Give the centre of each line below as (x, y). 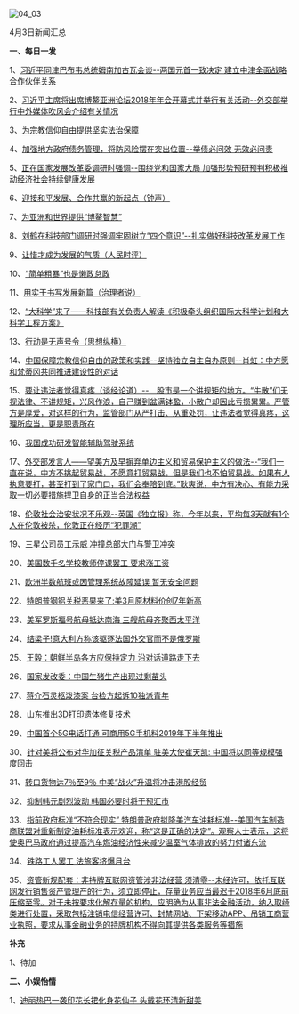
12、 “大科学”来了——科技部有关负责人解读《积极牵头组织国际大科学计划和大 (149, 311)
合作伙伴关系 (32, 81)
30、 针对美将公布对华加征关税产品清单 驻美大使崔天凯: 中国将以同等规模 (142, 752)
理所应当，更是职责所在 (52, 424)
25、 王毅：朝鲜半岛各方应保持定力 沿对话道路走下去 (105, 657)
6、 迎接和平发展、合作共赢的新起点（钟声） (90, 198)
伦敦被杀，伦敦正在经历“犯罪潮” (83, 525)
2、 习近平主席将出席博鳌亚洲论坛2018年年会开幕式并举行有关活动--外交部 (145, 100)
